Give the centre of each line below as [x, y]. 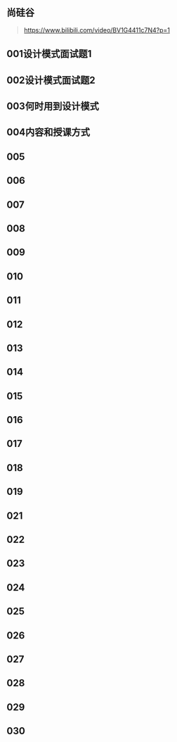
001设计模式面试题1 [49, 54]
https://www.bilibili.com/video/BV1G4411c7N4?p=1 [97, 30]
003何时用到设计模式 [53, 106]
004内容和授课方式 [48, 132]
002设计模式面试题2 [51, 80]
